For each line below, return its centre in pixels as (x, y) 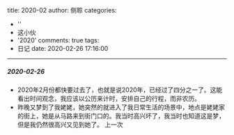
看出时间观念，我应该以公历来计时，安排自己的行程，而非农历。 (109, 98)
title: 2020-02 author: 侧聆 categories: (62, 10)
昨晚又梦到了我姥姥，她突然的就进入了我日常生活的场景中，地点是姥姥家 (121, 107)
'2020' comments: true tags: (58, 40)
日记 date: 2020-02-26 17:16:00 (63, 48)
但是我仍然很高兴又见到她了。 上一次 (70, 125)
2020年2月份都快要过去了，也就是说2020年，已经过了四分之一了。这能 (120, 90)
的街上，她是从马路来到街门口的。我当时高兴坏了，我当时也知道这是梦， (121, 116)
